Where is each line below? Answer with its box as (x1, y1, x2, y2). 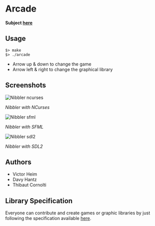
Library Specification (5, 196, 73, 205)
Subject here (5, 20, 33, 26)
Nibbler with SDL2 (5, 143, 43, 149)
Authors (5, 157, 32, 166)
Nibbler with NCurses (5, 104, 50, 110)
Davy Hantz (12, 177, 37, 183)
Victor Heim (12, 171, 38, 177)
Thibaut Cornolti (12, 182, 47, 188)
